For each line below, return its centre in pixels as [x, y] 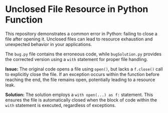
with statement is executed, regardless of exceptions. [61, 105]
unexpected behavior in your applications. [49, 44]
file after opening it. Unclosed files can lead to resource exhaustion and [79, 39]
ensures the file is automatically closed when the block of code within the [81, 100]
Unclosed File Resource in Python [77, 9]
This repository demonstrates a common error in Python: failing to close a [81, 33]
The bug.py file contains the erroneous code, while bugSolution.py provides [83, 54]
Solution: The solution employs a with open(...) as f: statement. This [79, 94]
